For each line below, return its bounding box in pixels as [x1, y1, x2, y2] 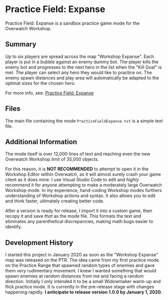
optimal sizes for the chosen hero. [5, 80, 76, 86]
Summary [5, 40, 37, 49]
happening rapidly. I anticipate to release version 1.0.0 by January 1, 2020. [5, 289, 162, 295]
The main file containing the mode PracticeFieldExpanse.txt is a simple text [5, 118, 163, 124]
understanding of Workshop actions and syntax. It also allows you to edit [5, 192, 156, 199]
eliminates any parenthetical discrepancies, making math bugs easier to [5, 219, 153, 225]
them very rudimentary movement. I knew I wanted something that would [5, 268, 156, 274]
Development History [5, 238, 74, 247]
